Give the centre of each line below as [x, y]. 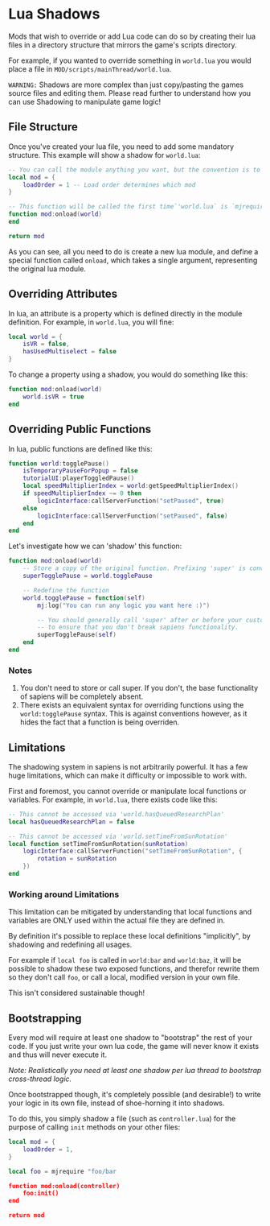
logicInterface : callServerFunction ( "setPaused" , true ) [131, 501]
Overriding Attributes [63, 294]
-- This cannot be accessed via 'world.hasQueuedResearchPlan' [117, 814]
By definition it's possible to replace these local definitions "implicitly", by [129, 936]
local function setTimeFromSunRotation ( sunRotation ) [98, 844]
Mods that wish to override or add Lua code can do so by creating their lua [132, 36]
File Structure [43, 127]
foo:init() [41, 1193]
